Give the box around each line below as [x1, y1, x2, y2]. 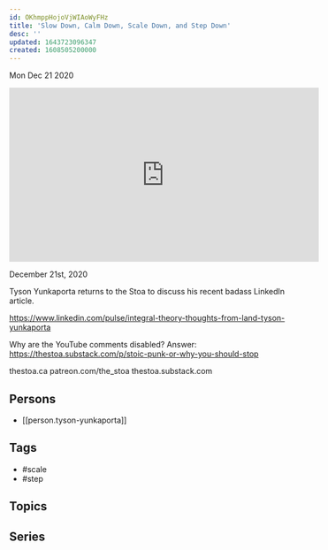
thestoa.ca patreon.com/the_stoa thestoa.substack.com [9, 366, 213, 377]
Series [9, 529, 46, 544]
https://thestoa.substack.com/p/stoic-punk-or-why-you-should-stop [9, 348, 259, 359]
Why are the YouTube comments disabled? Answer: [9, 340, 197, 350]
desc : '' [9, 29, 42, 38]
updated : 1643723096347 [9, 37, 97, 47]
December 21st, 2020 [9, 269, 88, 279]
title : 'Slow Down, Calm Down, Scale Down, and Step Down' [9, 21, 232, 30]
